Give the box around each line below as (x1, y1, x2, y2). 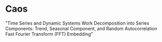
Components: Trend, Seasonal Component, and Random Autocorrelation (5, 25, 157, 31)
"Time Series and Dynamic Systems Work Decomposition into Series (5, 20, 149, 26)
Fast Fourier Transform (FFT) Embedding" (5, 31, 93, 37)
